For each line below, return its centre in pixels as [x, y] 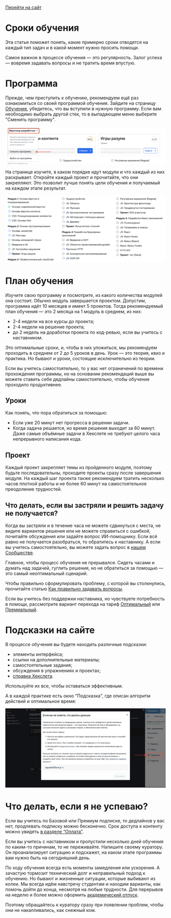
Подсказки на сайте [50, 630]
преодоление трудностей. [34, 489]
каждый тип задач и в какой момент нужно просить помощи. [72, 48]
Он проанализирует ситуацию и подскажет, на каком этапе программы [83, 853]
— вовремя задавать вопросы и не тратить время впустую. [70, 63]
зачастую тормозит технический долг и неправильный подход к [75, 873]
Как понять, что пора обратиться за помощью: [56, 413]
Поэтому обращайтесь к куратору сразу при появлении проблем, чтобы [84, 905]
